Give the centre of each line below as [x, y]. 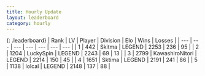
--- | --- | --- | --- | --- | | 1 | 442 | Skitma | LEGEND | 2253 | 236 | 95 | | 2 [106, 47]
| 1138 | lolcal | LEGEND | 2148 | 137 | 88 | [58, 66]
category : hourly [29, 23]
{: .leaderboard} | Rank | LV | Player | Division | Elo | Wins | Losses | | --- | [99, 41]
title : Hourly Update [34, 12]
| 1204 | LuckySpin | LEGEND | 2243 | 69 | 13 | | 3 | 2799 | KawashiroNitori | [102, 54]
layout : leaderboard [33, 18]
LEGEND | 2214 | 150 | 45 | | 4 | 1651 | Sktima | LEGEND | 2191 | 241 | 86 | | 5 [102, 60]
